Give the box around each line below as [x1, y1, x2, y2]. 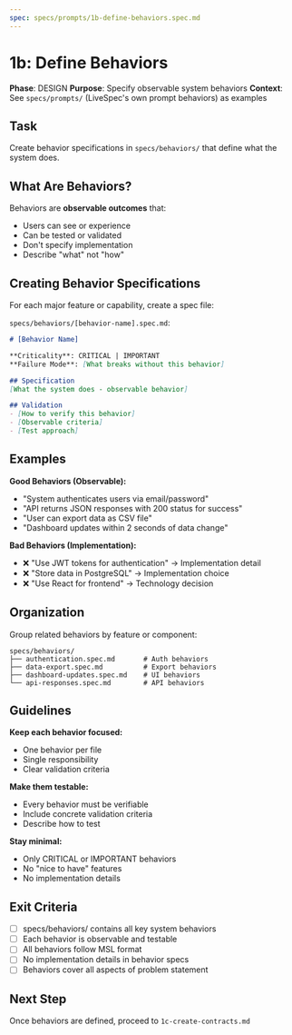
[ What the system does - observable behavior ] [9, 384, 189, 393]
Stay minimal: [9, 836, 63, 847]
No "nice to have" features [22, 863, 122, 874]
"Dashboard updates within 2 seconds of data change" [22, 522, 229, 532]
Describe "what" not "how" [22, 249, 125, 260]
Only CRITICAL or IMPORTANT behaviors [22, 853, 177, 864]
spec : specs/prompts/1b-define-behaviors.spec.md [9, 13, 201, 23]
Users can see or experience [22, 220, 131, 232]
